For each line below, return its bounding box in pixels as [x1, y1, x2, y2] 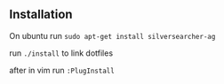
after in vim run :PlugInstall [9, 65, 116, 75]
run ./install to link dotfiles [9, 48, 114, 58]
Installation [9, 7, 73, 22]
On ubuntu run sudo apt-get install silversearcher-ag [9, 30, 216, 41]
